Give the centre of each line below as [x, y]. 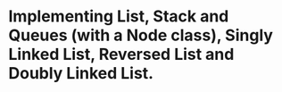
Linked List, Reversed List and [121, 54]
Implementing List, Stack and [119, 17]
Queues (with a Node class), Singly [141, 35]
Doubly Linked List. [81, 74]
